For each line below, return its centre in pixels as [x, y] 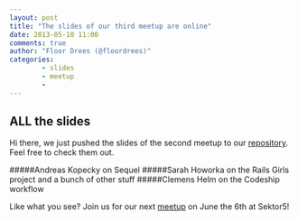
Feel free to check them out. [62, 152]
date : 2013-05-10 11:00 [54, 34]
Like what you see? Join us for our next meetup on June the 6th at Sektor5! [149, 207]
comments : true [38, 43]
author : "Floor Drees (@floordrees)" [80, 51]
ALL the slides [50, 121]
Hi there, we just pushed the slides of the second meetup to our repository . [149, 143]
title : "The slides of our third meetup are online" [111, 26]
